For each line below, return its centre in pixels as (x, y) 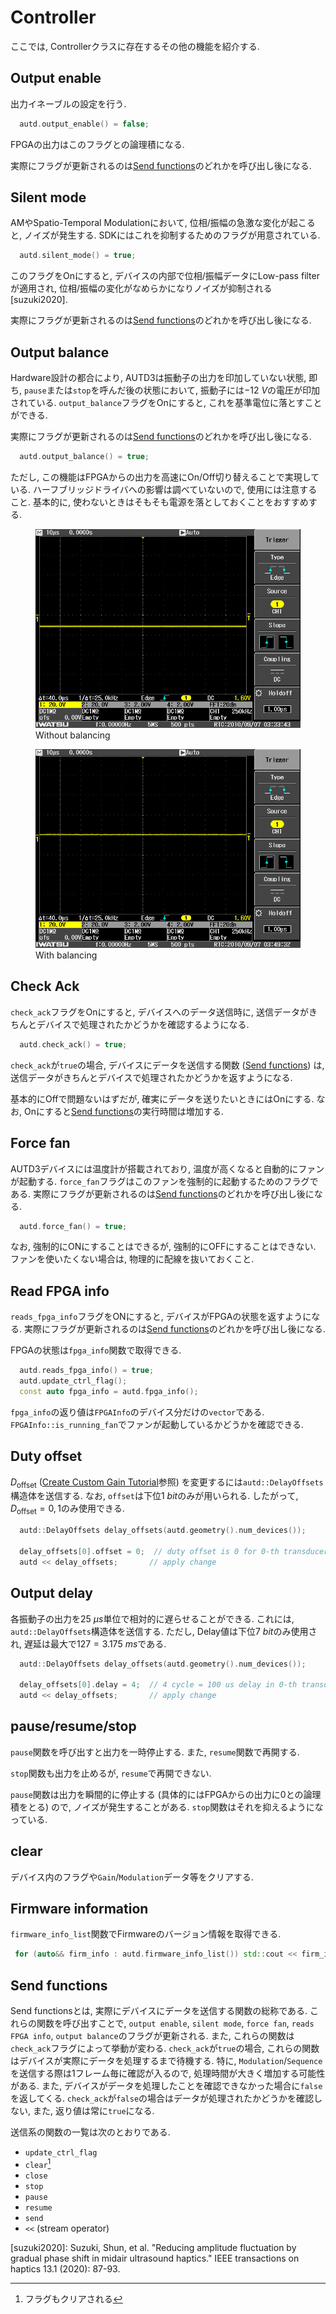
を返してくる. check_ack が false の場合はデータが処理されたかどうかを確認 (162, 2098)
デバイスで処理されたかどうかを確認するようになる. (143, 1024)
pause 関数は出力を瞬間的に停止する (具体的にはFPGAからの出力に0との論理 (166, 1794)
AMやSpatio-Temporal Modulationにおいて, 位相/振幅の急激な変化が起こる (163, 223)
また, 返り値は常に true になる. (93, 2111)
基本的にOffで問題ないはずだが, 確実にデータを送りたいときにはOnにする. (162, 1098)
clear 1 (38, 2163)
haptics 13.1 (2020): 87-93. (65, 2268)
